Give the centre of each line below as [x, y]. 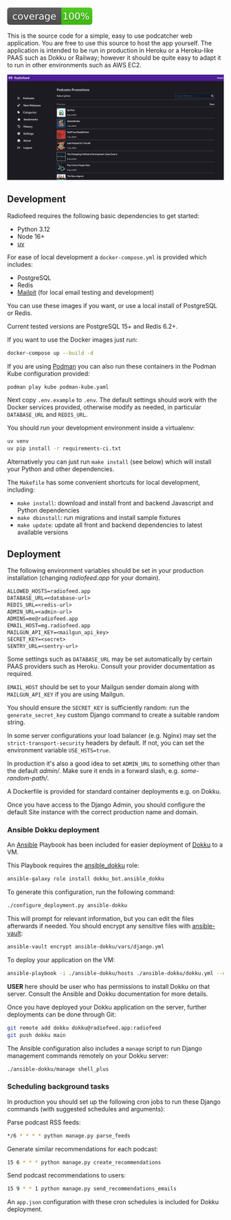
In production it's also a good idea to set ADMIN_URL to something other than [113, 763]
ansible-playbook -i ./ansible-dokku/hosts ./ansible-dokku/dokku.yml [110, 973]
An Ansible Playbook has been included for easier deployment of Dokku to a [115, 845]
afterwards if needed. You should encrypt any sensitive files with [99, 926]
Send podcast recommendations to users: [66, 1175]
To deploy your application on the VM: [61, 959]
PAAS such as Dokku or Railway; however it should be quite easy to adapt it [114, 58]
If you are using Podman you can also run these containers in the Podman [112, 366]
